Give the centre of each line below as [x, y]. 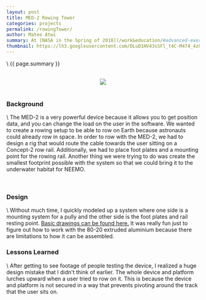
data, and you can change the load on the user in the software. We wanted [101, 124]
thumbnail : [20, 47]
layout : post [23, 12]
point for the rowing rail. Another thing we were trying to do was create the [101, 156]
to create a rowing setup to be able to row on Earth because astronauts [96, 130]
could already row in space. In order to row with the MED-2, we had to [95, 137]
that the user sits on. [32, 291]
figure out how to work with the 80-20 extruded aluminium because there [99, 230]
